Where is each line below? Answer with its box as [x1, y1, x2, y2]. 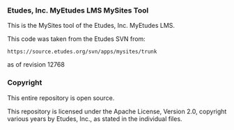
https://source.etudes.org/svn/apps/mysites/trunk [7, 48, 157, 56]
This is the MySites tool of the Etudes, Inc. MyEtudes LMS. [7, 22, 175, 30]
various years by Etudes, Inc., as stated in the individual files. [7, 114, 182, 123]
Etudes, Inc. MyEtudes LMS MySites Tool [7, 6, 149, 15]
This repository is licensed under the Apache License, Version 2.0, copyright [7, 107, 227, 115]
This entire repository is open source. [7, 93, 115, 102]
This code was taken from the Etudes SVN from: [7, 35, 146, 43]
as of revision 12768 [7, 60, 65, 69]
